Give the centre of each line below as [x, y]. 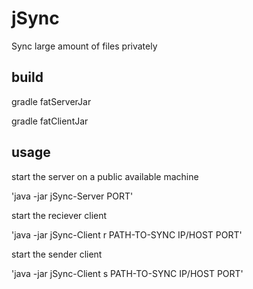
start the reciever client [59, 215]
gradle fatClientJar [50, 121]
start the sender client [57, 254]
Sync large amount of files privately [84, 46]
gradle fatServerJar [51, 101]
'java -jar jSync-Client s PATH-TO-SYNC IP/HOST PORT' [127, 273]
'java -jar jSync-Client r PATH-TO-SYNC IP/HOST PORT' [127, 234]
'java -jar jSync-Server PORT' [72, 196]
